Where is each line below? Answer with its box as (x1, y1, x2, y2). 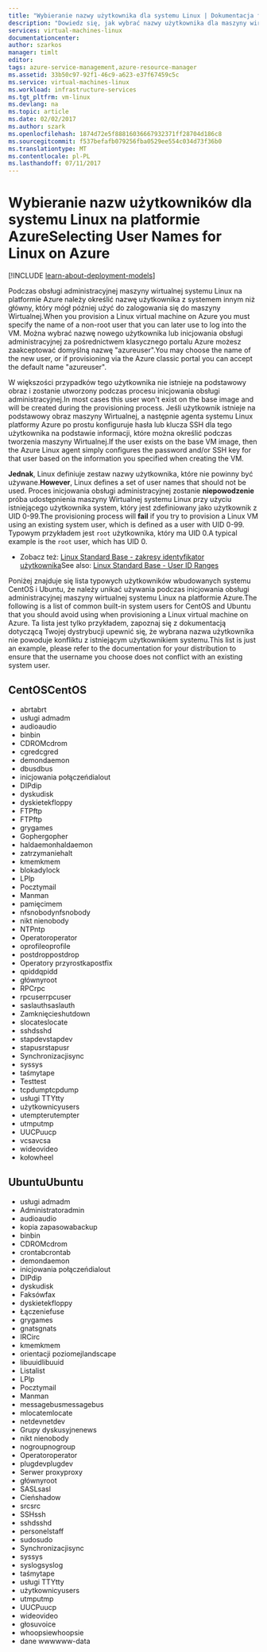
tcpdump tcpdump (19, 1085, 79, 1094)
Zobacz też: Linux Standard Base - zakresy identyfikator (19, 552, 205, 562)
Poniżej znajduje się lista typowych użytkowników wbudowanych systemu (8, 576, 251, 585)
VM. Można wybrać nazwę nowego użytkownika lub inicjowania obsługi (8, 328, 244, 338)
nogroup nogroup (19, 1441, 75, 1452)
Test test (19, 1076, 47, 1086)
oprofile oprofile (19, 941, 71, 950)
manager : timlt (8, 49, 59, 56)
